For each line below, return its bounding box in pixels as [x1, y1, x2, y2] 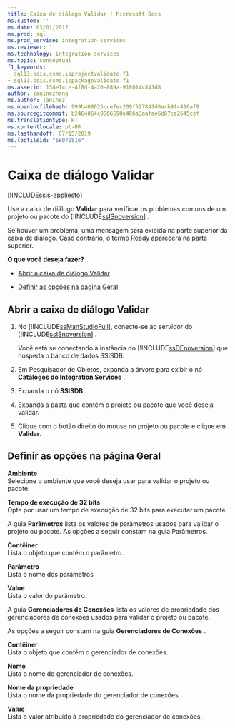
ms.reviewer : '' [7, 44, 56, 51]
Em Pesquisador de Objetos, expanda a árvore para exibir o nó [17, 365, 202, 373]
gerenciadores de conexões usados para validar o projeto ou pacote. [7, 612, 211, 621]
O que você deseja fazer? [7, 255, 84, 264]
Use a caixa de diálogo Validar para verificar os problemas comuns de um [7, 205, 226, 213]
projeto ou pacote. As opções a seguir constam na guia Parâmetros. [7, 527, 208, 535]
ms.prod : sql [7, 30, 46, 38]
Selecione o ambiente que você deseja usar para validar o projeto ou [7, 476, 210, 485]
